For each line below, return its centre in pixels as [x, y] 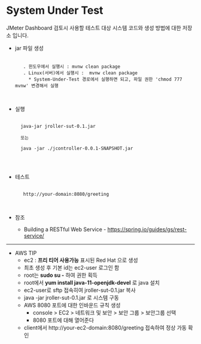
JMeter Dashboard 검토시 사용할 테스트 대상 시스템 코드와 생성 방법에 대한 [94, 28]
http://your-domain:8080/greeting [66, 194]
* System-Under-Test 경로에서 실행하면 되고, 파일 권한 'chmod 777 [105, 79]
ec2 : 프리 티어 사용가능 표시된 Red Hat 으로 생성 [81, 260]
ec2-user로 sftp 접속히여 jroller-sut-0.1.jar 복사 [80, 290]
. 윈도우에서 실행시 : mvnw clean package [72, 67]
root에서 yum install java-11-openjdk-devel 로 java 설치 [92, 282]
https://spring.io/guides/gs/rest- [147, 229]
